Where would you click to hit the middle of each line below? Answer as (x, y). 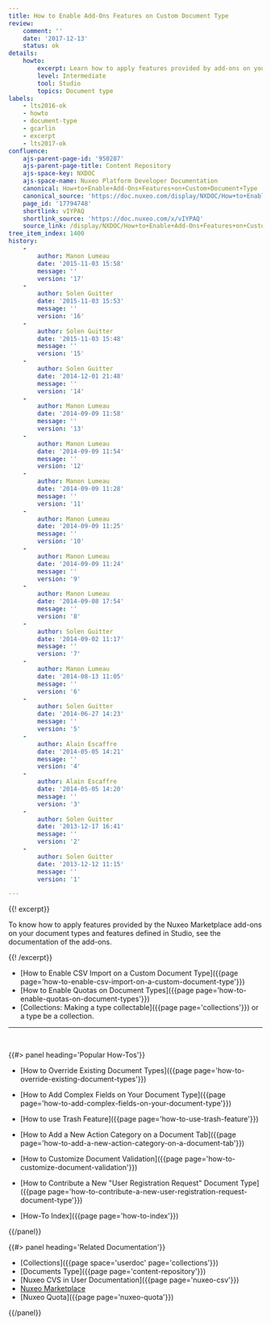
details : (23, 53)
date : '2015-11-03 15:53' (81, 301)
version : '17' (61, 279)
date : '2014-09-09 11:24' (81, 564)
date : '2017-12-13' (56, 38)
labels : (21, 99)
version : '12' (61, 466)
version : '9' (59, 579)
